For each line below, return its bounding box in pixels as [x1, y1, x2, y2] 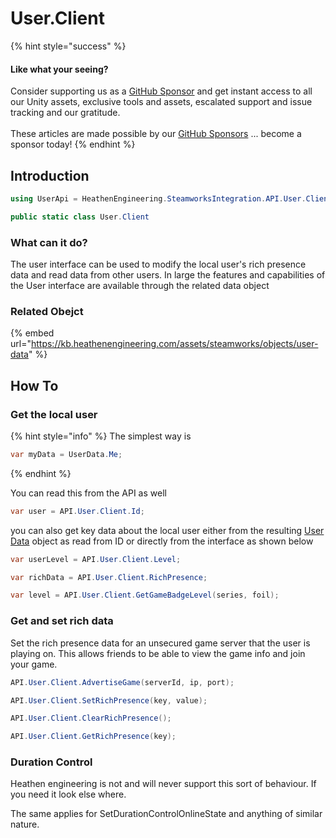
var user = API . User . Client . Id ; [10, 506, 145, 516]
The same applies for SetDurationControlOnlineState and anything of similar [10, 808, 323, 820]
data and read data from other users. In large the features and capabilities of [10, 269, 326, 281]
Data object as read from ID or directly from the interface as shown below [10, 535, 314, 547]
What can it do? [10, 235, 88, 249]
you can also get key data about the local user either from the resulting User [10, 524, 325, 536]
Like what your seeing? [10, 63, 109, 75]
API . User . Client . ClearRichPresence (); [10, 713, 172, 724]
